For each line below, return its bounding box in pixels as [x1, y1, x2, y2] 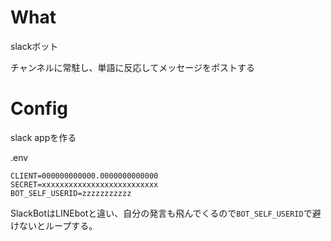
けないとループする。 [10, 219, 98, 231]
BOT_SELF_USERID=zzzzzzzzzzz [10, 188, 132, 198]
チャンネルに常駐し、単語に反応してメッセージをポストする [10, 61, 255, 73]
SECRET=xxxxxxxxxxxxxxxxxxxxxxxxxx [10, 179, 159, 190]
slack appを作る [10, 131, 77, 143]
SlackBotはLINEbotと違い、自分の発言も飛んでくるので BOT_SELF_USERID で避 [10, 207, 322, 219]
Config [10, 97, 68, 120]
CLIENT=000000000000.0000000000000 [10, 171, 159, 181]
